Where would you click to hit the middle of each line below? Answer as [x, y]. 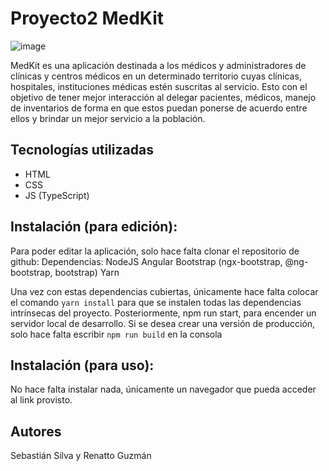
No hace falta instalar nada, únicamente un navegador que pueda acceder [163, 389]
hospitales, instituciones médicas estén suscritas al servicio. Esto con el [159, 86]
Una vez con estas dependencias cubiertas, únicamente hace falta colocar [164, 291]
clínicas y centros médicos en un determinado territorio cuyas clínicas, [156, 76]
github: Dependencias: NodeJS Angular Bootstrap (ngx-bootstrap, [146, 261]
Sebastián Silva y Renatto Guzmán [81, 456]
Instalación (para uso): [82, 365]
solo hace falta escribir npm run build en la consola [116, 334]
